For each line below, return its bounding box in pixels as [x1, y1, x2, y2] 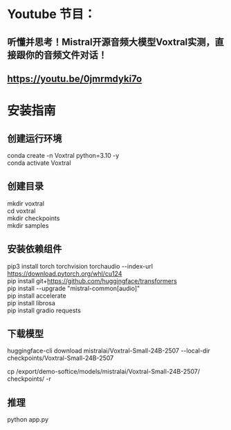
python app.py [7, 415, 49, 424]
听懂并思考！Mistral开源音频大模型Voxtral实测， [7, 36, 216, 48]
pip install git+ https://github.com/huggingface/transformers [7, 276, 178, 285]
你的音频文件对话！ [25, 49, 107, 61]
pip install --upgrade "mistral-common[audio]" [7, 284, 140, 292]
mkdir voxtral [7, 199, 45, 208]
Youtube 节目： [7, 6, 96, 22]
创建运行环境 [7, 132, 62, 144]
